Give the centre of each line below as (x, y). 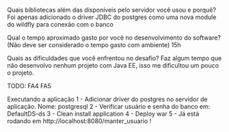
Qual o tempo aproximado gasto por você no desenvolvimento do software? (114, 38)
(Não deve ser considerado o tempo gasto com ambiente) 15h (94, 45)
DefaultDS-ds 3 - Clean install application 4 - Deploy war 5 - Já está (103, 114)
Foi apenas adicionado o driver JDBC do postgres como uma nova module (112, 17)
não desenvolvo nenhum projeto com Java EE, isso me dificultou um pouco (113, 65)
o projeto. (21, 72)
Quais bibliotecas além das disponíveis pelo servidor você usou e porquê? (112, 10)
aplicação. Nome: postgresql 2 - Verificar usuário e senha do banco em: (109, 106)
